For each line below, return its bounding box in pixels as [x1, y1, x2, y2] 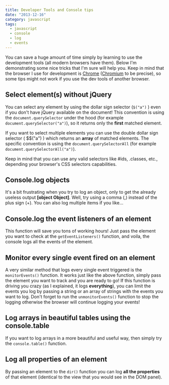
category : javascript [5, 17, 51, 22]
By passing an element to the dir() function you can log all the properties [5, 368, 160, 374]
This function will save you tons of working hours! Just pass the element [5, 228, 156, 234]
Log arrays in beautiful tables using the [5, 314, 131, 322]
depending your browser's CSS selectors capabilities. [5, 161, 117, 167]
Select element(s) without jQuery [5, 91, 112, 99]
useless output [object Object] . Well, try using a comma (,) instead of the [5, 194, 157, 200]
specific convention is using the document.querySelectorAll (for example [5, 140, 156, 147]
